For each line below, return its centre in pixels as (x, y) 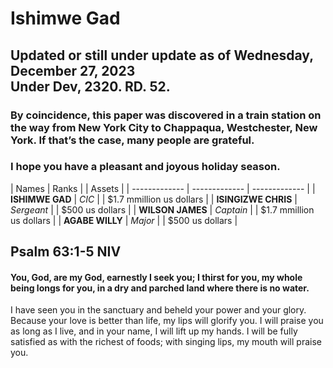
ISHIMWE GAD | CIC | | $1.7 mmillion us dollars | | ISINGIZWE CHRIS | (154, 199)
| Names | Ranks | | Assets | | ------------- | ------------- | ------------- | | (163, 188)
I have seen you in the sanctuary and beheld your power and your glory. (158, 310)
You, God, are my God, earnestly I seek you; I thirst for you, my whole (156, 277)
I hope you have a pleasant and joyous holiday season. (145, 167)
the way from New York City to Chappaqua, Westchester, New (164, 127)
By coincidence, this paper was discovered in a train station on (166, 115)
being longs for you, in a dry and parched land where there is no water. (160, 288)
